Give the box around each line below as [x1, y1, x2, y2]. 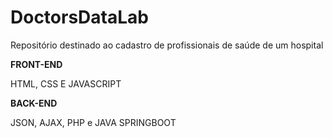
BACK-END [10, 97, 58, 109]
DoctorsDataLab [10, 6, 149, 29]
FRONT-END [10, 58, 63, 70]
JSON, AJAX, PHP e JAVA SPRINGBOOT [10, 116, 177, 128]
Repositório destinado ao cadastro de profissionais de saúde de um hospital [10, 39, 324, 51]
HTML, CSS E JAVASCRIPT [10, 77, 122, 90]
